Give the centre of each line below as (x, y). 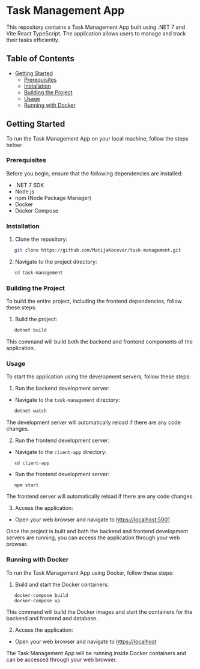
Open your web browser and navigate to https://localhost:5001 (92, 519)
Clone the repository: (41, 239)
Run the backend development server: (62, 389)
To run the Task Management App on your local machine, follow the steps (98, 138)
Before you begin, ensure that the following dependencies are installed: (95, 173)
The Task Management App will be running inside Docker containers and (96, 653)
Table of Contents (41, 59)
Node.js (25, 191)
